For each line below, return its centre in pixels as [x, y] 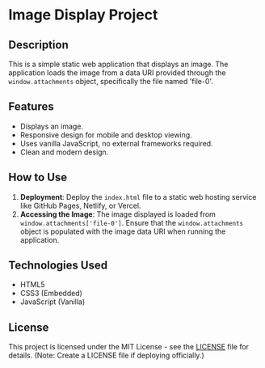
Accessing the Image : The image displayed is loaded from [118, 214]
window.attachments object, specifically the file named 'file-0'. [111, 81]
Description [38, 45]
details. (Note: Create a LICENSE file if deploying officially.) [106, 355]
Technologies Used [58, 266]
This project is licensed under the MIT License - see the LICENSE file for [128, 347]
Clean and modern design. [64, 152]
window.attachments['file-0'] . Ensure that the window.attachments [132, 222]
